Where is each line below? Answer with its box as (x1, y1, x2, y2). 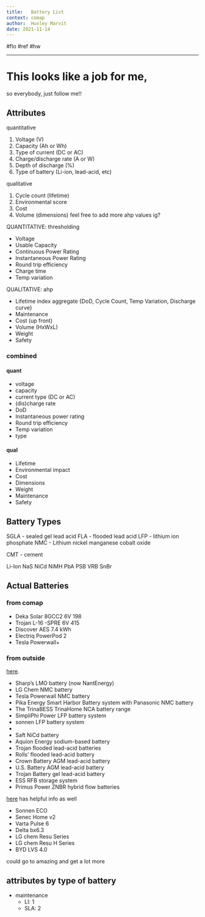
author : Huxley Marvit (6, 20, 67, 26)
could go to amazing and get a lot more (6, 858, 106, 865)
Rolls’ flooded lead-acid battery (15, 751, 95, 758)
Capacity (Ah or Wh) (15, 142, 67, 150)
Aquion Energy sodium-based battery (15, 738, 110, 745)
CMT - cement (6, 551, 43, 559)
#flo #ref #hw (6, 43, 41, 50)
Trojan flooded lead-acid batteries (15, 744, 101, 752)
